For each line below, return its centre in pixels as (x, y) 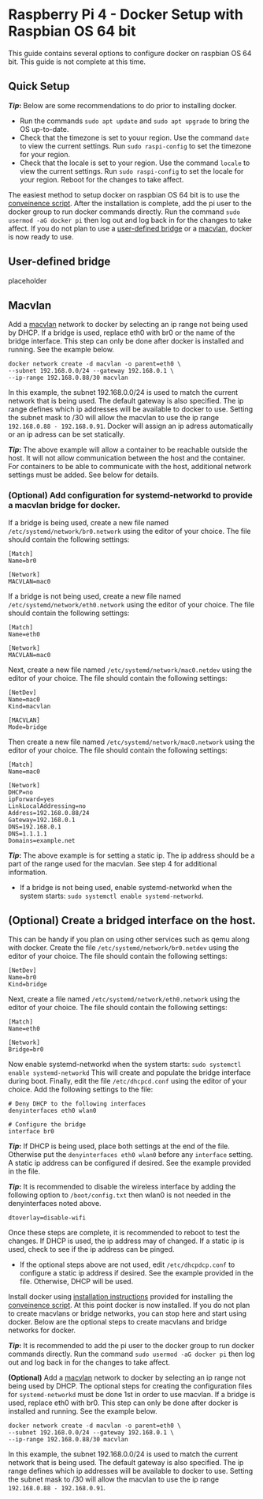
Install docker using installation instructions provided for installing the (121, 1297)
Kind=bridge (28, 985)
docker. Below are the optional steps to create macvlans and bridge (118, 1322)
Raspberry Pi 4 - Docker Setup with (126, 15)
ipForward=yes (31, 799)
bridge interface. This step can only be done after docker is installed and (126, 341)
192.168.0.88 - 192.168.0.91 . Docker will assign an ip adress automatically (131, 426)
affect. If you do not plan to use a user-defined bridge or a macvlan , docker (130, 228)
